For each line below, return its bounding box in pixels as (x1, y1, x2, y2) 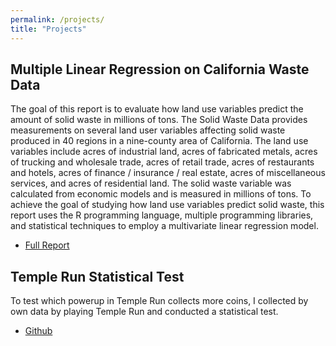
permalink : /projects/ (10, 14, 105, 25)
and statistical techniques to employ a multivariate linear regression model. (10, 220, 319, 232)
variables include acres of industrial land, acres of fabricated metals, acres (10, 146, 318, 158)
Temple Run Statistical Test (10, 268, 185, 285)
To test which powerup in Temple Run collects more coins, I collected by (10, 295, 309, 307)
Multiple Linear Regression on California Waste (10, 61, 310, 78)
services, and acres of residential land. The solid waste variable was (10, 177, 292, 190)
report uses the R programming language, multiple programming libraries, (10, 209, 314, 221)
